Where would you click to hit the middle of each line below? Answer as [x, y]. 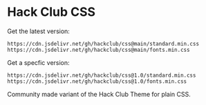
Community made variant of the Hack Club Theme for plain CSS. [99, 94]
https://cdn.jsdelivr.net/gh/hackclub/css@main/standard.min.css [103, 44]
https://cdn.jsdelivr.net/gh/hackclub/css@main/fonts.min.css [99, 50]
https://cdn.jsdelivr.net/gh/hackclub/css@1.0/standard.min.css [102, 75]
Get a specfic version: [39, 62]
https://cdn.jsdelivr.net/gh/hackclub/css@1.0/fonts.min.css [97, 81]
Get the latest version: [39, 31]
